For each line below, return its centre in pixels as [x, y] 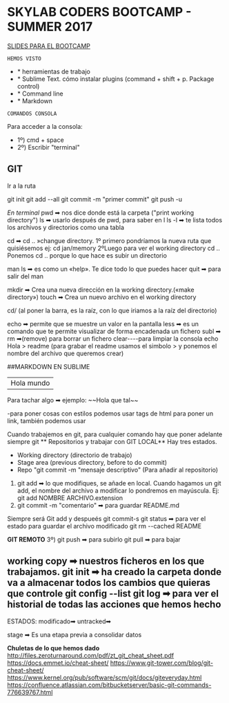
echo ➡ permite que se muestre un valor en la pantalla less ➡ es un [103, 323]
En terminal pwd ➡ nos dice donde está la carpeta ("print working [101, 213]
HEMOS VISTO [24, 59]
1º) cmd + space [40, 140]
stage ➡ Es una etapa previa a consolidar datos [74, 634]
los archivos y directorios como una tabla [66, 227]
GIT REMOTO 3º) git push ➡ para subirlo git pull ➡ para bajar [94, 539]
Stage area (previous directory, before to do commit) [92, 462]
